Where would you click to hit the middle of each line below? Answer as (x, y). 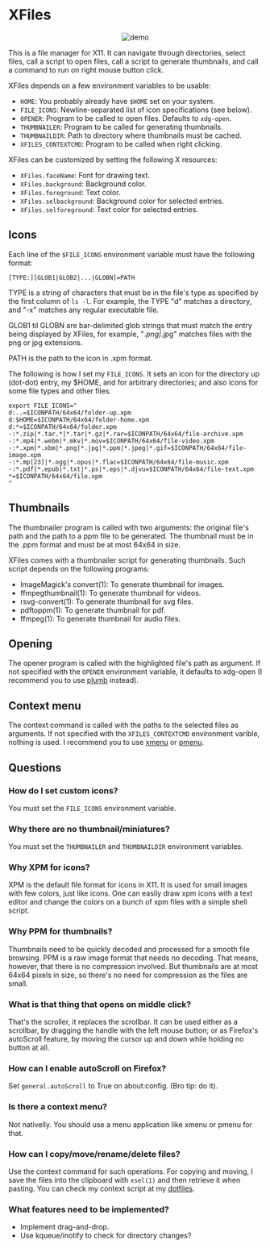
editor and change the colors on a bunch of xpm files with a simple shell (128, 902)
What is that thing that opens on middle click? (100, 1004)
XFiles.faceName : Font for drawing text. (85, 175)
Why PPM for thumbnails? (60, 931)
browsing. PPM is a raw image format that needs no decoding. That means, (133, 958)
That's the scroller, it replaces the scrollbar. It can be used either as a (123, 1022)
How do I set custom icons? (63, 790)
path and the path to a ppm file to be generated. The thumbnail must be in (131, 536)
